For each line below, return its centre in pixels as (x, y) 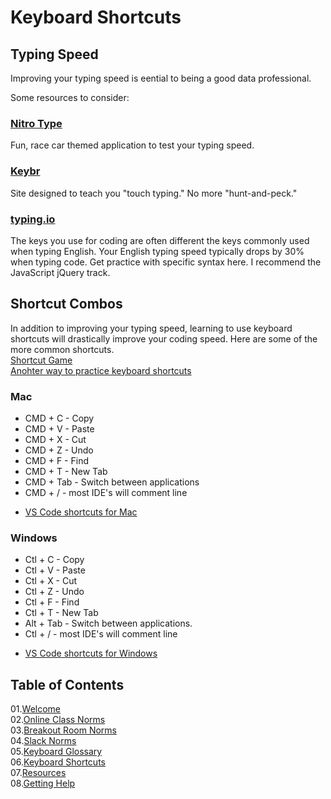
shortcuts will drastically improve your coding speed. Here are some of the (164, 338)
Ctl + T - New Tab (61, 613)
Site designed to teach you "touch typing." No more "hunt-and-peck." (154, 193)
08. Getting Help (43, 783)
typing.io (33, 219)
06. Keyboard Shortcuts (58, 762)
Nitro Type (36, 123)
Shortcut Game (41, 360)
